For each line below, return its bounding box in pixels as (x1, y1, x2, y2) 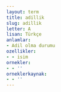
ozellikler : (6, 48, 36, 54)
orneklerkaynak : (6, 71, 47, 77)
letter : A (6, 25, 31, 32)
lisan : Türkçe (6, 31, 42, 38)
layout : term (6, 8, 39, 15)
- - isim (6, 54, 28, 60)
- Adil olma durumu (6, 43, 56, 49)
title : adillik (6, 15, 45, 21)
